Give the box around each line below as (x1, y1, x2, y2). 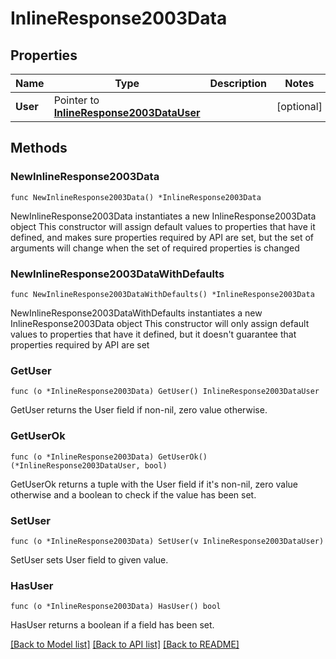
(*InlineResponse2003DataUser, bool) (10, 460, 168, 471)
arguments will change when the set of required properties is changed (10, 242, 300, 254)
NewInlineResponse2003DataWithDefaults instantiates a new (10, 307, 263, 319)
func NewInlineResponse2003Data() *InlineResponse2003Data (10, 192, 262, 202)
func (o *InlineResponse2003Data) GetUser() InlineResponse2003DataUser (10, 387, 320, 397)
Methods (10, 140, 68, 157)
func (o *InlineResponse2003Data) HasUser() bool (10, 602, 222, 612)
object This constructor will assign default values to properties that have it (10, 220, 316, 232)
